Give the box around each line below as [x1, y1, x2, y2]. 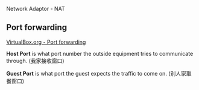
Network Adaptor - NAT [6, 5, 65, 12]
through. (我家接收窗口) [6, 57, 65, 64]
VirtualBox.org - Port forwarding [6, 38, 86, 46]
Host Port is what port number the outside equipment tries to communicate [6, 50, 194, 57]
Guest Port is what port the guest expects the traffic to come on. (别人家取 [6, 70, 192, 77]
